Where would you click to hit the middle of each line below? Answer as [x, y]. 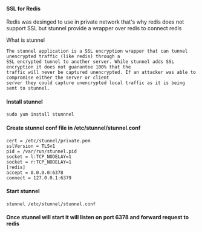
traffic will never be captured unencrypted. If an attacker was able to [101, 73]
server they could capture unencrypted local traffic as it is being [96, 83]
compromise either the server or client [58, 78]
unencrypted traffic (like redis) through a [63, 57]
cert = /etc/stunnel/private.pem [48, 141]
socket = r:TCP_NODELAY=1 [39, 162]
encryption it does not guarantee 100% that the [69, 67]
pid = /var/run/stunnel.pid [42, 151]
